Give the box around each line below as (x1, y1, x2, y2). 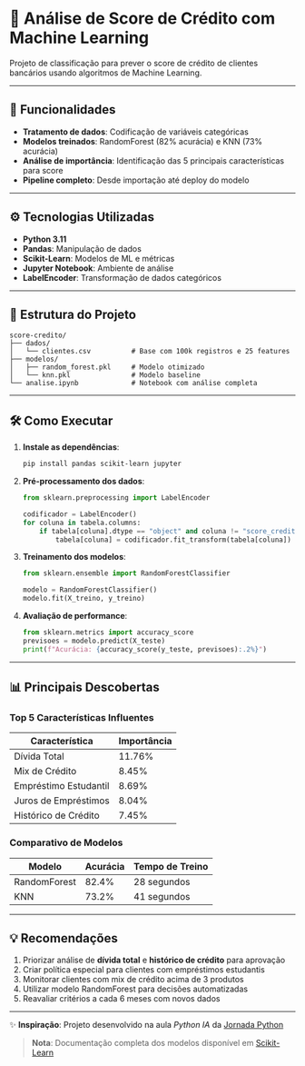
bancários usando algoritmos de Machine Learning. (9, 67, 202, 78)
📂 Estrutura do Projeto (9, 306, 136, 322)
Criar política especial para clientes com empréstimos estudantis (22, 964, 265, 975)
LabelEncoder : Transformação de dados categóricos (22, 272, 222, 283)
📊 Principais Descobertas (9, 680, 161, 695)
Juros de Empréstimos (14, 794, 111, 807)
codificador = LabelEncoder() (22, 509, 138, 519)
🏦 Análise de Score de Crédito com (9, 8, 276, 29)
